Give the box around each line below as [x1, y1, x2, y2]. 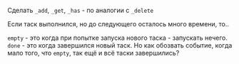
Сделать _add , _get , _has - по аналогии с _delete [7, 6, 154, 14]
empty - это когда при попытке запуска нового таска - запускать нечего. [7, 33, 228, 42]
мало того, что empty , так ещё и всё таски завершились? [7, 49, 180, 57]
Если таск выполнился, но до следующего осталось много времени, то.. [7, 20, 230, 28]
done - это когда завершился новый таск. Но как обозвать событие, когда [7, 41, 233, 49]
